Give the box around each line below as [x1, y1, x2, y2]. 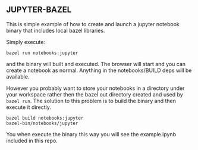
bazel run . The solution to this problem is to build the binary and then [6, 97, 177, 104]
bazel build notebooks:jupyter [6, 115, 84, 121]
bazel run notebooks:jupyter [6, 50, 78, 56]
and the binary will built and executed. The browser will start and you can [6, 60, 186, 67]
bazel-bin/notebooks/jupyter [6, 120, 78, 126]
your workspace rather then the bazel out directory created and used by [6, 90, 183, 98]
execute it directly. [6, 104, 52, 111]
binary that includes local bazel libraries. [6, 27, 105, 34]
